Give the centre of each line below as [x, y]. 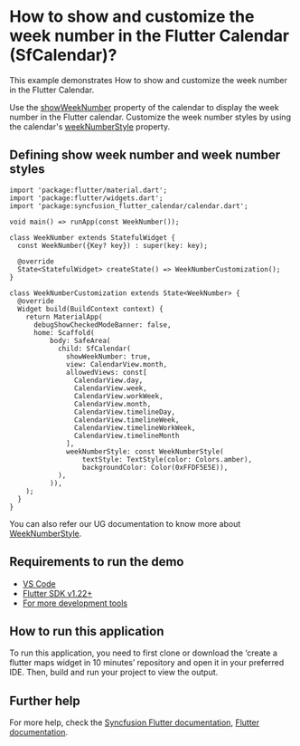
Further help [45, 700]
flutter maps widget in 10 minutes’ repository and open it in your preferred [147, 663]
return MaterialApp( [64, 317]
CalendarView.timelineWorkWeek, [135, 427]
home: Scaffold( [64, 332]
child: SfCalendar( [94, 349]
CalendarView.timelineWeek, [127, 420]
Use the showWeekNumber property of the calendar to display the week [144, 107]
